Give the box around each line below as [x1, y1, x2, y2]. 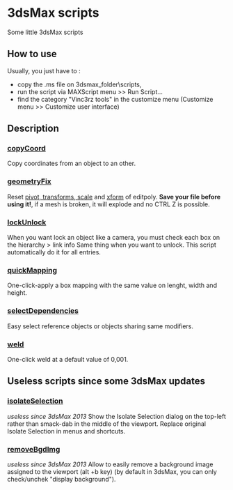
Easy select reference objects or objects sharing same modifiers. [7, 322, 193, 330]
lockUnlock [7, 217, 47, 227]
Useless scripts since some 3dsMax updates [7, 375, 205, 388]
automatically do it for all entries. [7, 248, 101, 257]
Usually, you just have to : [7, 66, 81, 75]
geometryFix [7, 176, 52, 186]
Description [7, 123, 59, 135]
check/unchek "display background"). [7, 475, 116, 483]
